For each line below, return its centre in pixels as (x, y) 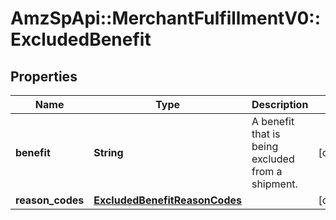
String (108, 152)
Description (280, 104)
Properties (44, 76)
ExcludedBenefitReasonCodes (167, 200)
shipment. (274, 184)
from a (267, 171)
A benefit (273, 121)
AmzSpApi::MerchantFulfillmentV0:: (166, 18)
